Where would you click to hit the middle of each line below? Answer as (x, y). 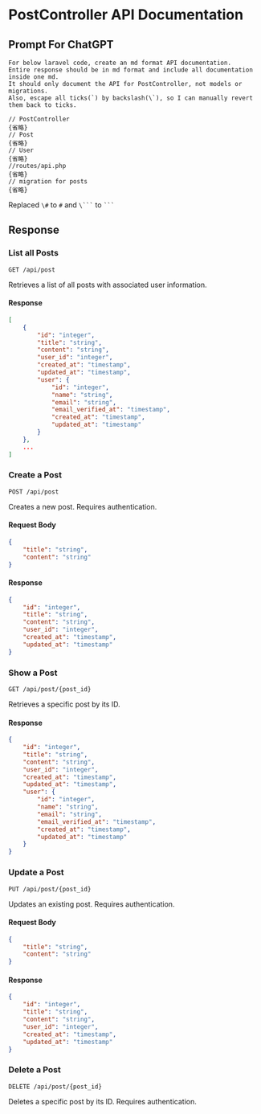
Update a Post (36, 872)
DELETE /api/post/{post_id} (55, 1087)
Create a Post (35, 475)
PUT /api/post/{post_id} (50, 889)
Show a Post (33, 673)
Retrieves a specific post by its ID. (64, 704)
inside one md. (34, 77)
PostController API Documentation (126, 15)
